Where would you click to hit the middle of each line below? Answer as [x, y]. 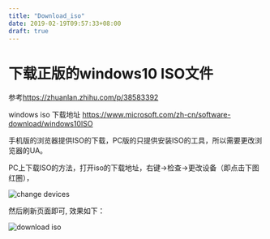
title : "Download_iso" [47, 16]
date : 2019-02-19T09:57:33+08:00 [65, 23]
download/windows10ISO [51, 124]
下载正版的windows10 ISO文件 [111, 73]
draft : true [28, 31]
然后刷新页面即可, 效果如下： [57, 211]
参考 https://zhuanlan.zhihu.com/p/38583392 [84, 97]
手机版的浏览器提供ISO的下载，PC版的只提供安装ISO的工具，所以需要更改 [132, 141]
